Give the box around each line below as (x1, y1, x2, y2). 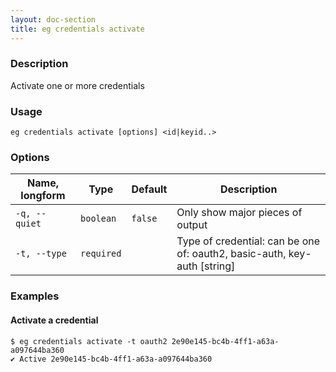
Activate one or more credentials (10, 79, 145, 91)
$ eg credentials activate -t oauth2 (10, 336, 168, 346)
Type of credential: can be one (176, 234, 321, 248)
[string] (199, 259, 236, 273)
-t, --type (15, 248, 67, 260)
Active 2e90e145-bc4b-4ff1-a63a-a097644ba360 (19, 354, 213, 364)
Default (131, 182, 168, 196)
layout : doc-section (10, 14, 97, 25)
